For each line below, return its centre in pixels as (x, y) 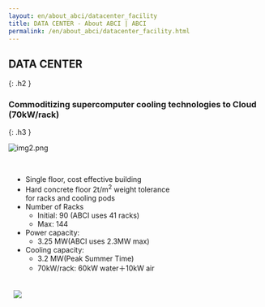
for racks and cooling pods (71, 198)
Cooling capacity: (55, 250)
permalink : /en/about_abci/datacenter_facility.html (99, 31)
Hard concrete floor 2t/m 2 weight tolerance (98, 189)
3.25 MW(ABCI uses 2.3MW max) (94, 241)
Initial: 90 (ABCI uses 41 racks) (89, 215)
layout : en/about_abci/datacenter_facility (83, 16)
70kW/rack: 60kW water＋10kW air (96, 268)
